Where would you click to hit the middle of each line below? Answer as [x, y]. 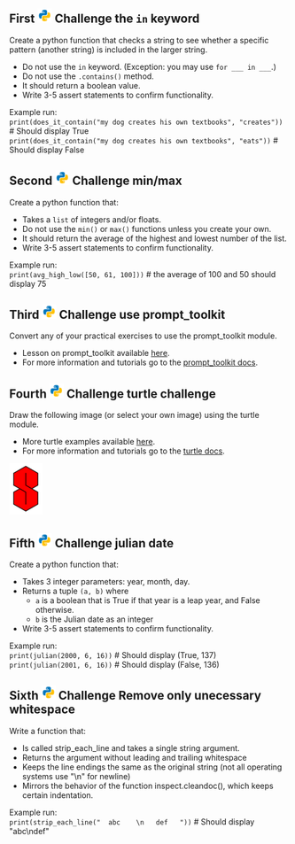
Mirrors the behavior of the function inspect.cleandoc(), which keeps [147, 786]
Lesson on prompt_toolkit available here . [96, 353]
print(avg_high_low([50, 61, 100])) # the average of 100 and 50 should [143, 274]
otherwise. [54, 610]
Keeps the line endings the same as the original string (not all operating [152, 767]
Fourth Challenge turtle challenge [113, 394]
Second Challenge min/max [96, 181]
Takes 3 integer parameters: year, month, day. [106, 582]
